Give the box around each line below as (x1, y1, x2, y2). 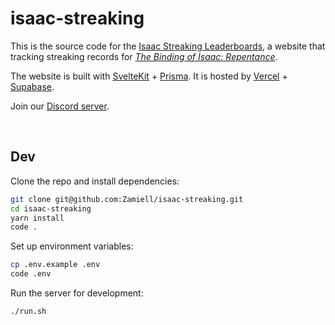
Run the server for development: (10, 287, 144, 299)
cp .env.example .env (10, 260, 101, 270)
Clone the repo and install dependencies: (10, 175, 180, 187)
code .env (10, 269, 52, 279)
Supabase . (10, 80, 55, 92)
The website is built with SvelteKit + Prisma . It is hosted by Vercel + (10, 70, 288, 82)
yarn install (10, 213, 65, 223)
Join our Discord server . (10, 100, 110, 112)
